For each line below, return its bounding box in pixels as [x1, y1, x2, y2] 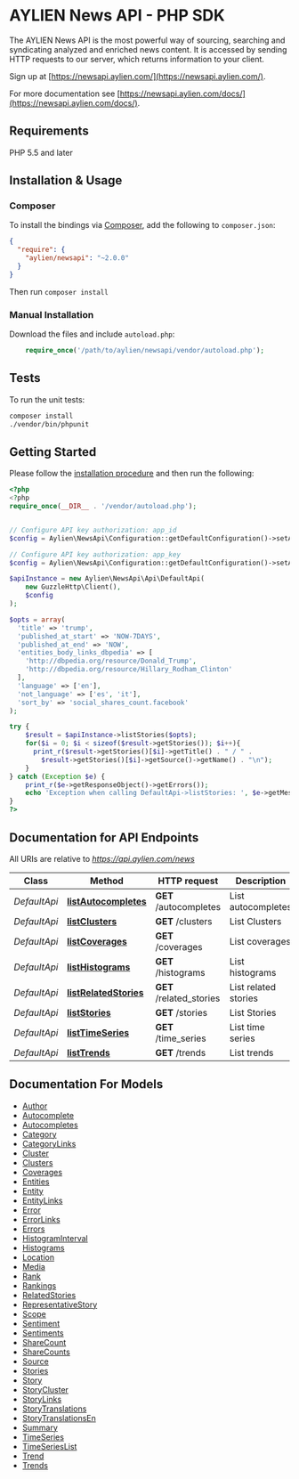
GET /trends [155, 1046, 206, 1059]
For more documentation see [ [9, 88, 120, 99]
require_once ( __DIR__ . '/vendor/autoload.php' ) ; [9, 502, 198, 511]
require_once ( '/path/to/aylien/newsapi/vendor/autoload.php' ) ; [25, 346, 265, 355]
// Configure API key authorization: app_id [9, 525, 177, 534]
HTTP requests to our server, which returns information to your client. [9, 53, 265, 64]
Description [235, 874, 287, 887]
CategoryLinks [21, 1138, 77, 1149]
